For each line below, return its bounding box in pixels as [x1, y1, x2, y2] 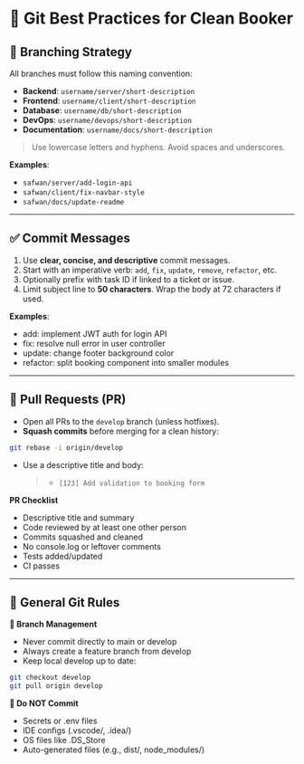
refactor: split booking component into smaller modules [22, 357, 229, 368]
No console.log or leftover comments [22, 540, 161, 551]
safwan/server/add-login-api [22, 178, 133, 187]
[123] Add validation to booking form [58, 479, 205, 488]
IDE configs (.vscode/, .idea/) [22, 725, 132, 736]
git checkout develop [9, 673, 91, 683]
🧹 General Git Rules [9, 595, 120, 610]
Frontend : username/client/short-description [22, 95, 196, 106]
